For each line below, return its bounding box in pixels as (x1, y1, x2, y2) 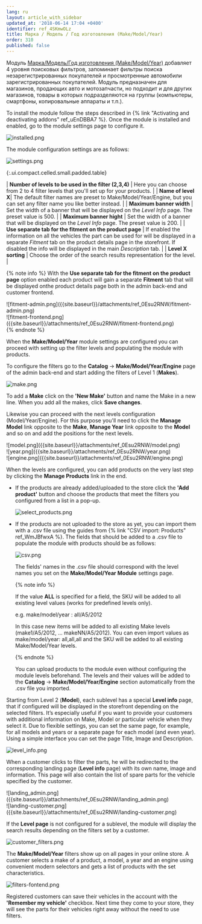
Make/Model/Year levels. (14, 642, 77, 649)
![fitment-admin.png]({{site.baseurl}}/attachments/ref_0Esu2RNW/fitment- (6, 300, 192, 308)
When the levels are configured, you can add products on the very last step (6, 466, 194, 473)
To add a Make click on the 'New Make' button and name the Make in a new (6, 392, 196, 399)
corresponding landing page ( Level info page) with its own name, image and (6, 764, 197, 772)
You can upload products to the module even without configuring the (14, 665, 187, 673)
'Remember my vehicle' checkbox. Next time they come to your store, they (6, 899, 194, 906)
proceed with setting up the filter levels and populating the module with (6, 344, 183, 351)
